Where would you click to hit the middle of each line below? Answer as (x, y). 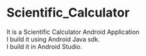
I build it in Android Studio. (44, 46)
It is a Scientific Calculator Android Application (73, 32)
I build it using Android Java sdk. (53, 39)
